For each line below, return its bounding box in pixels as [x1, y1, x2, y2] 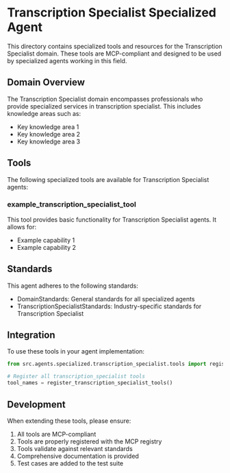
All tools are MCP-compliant [16, 430, 97, 438]
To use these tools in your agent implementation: [7, 347, 145, 356]
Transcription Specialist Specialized [7, 5, 217, 21]
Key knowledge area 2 [16, 130, 81, 138]
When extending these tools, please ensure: [7, 417, 131, 425]
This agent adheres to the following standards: [7, 281, 138, 290]
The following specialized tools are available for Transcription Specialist [7, 175, 209, 183]
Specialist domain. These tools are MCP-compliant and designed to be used [7, 49, 222, 58]
